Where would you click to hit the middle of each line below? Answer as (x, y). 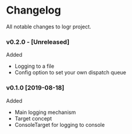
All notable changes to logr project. (49, 27)
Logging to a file (34, 66)
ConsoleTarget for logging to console (60, 125)
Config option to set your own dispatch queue (70, 73)
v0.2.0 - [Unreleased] (38, 42)
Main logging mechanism (45, 112)
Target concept (33, 118)
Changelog (34, 10)
